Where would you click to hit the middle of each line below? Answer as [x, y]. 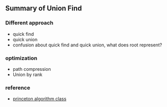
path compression [32, 69]
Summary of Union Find [44, 8]
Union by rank [27, 74]
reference [18, 88]
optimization [21, 58]
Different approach [29, 23]
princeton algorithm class [39, 99]
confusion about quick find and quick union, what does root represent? [87, 45]
